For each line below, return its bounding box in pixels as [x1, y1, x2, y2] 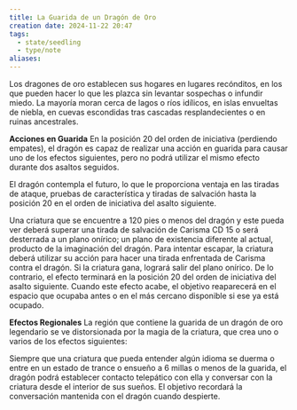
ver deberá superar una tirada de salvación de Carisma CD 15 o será [9, 225, 259, 235]
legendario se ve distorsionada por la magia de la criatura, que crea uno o [9, 327, 279, 337]
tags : [9, 29, 29, 38]
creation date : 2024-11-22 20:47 [9, 21, 133, 30]
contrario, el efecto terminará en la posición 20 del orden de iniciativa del [9, 272, 277, 282]
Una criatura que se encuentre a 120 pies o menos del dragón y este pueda [9, 215, 285, 225]
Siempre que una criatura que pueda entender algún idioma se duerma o [9, 353, 275, 364]
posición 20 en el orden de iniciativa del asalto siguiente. [9, 198, 217, 209]
